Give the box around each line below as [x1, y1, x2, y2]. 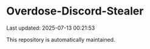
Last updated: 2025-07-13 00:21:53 [6, 24, 95, 31]
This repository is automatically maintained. [6, 36, 115, 43]
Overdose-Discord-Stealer [6, 4, 144, 18]
